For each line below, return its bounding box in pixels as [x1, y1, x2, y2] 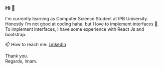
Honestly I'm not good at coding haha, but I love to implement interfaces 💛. [5, 21, 159, 27]
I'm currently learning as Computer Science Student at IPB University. [5, 16, 148, 22]
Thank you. [5, 53, 28, 59]
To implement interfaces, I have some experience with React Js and [5, 26, 145, 32]
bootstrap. [5, 32, 26, 38]
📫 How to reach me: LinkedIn [5, 42, 66, 48]
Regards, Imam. [5, 58, 37, 64]
